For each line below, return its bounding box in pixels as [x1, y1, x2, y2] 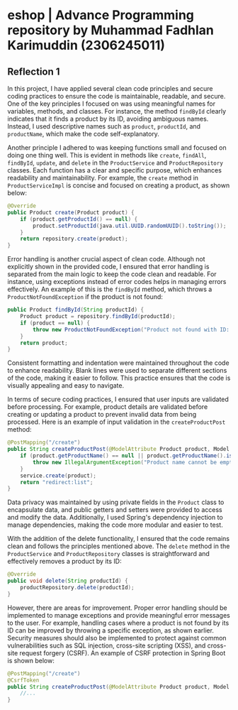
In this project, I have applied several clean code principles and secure [7, 84, 213, 92]
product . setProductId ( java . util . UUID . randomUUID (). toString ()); [33, 222, 227, 229]
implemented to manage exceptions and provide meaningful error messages [7, 611, 230, 619]
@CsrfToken [7, 677, 40, 684]
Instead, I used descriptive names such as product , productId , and [7, 122, 200, 131]
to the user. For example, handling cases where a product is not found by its [7, 618, 229, 627]
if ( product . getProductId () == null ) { [20, 215, 138, 223]
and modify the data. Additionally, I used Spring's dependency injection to [7, 513, 223, 522]
